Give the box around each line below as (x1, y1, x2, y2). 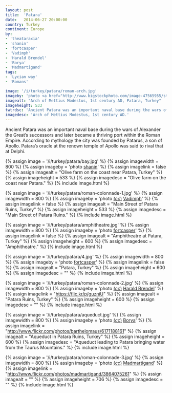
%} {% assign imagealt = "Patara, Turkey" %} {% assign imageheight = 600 (5, 265, 165, 270)
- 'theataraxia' (5, 36, 40, 42)
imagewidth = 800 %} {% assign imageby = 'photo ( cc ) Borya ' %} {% (5, 317, 153, 323)
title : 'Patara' (5, 12, 42, 17)
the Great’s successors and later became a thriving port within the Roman (5, 132, 160, 138)
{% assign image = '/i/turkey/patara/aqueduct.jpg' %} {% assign (5, 312, 141, 317)
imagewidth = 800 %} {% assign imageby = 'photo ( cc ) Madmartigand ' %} (5, 360, 163, 366)
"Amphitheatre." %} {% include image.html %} (5, 244, 103, 250)
